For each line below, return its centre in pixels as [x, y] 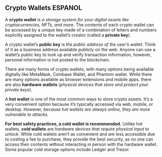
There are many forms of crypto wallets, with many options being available [79, 69]
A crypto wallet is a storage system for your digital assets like [67, 19]
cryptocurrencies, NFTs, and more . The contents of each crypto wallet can [80, 25]
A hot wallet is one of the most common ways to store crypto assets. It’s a [79, 99]
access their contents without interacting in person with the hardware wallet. [81, 144]
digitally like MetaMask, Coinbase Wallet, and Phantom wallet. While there [79, 74]
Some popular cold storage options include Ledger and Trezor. [67, 149]
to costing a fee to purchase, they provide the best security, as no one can [79, 139]
